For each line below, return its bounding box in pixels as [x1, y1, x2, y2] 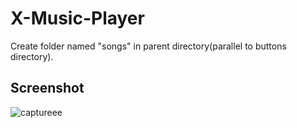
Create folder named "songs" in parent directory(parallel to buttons [10, 40, 287, 52]
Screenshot [10, 80, 85, 97]
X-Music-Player [10, 7, 145, 30]
